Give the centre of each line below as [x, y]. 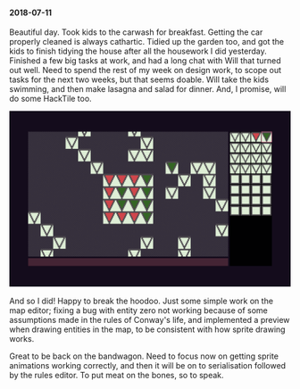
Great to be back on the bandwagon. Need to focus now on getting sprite [144, 356]
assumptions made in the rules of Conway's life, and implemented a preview [150, 320]
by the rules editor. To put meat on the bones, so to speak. [117, 376]
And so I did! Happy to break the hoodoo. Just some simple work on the [142, 301]
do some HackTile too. [50, 99]
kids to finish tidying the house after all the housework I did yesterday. [138, 51]
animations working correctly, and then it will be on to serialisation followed [148, 366]
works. [22, 339]
